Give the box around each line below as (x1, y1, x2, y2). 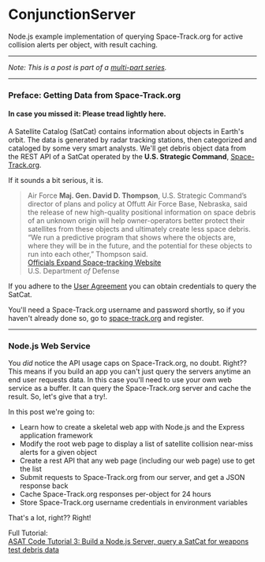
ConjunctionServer (8, 6, 136, 24)
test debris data (8, 545, 59, 555)
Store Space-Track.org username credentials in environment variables (19, 498, 248, 508)
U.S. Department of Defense (27, 266, 120, 276)
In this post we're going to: (8, 408, 95, 417)
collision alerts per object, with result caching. (8, 39, 158, 49)
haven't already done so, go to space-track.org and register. (8, 314, 204, 323)
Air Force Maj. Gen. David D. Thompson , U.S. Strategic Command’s (27, 191, 247, 200)
